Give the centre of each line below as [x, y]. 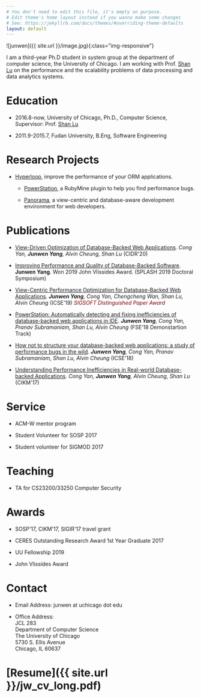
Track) [23, 334]
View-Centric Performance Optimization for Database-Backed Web [98, 290]
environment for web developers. [65, 207]
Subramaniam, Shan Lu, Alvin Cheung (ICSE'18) [74, 358]
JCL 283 [25, 623]
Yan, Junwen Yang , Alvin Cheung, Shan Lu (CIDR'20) [81, 254]
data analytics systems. [35, 76]
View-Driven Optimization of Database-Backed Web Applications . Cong [103, 248]
